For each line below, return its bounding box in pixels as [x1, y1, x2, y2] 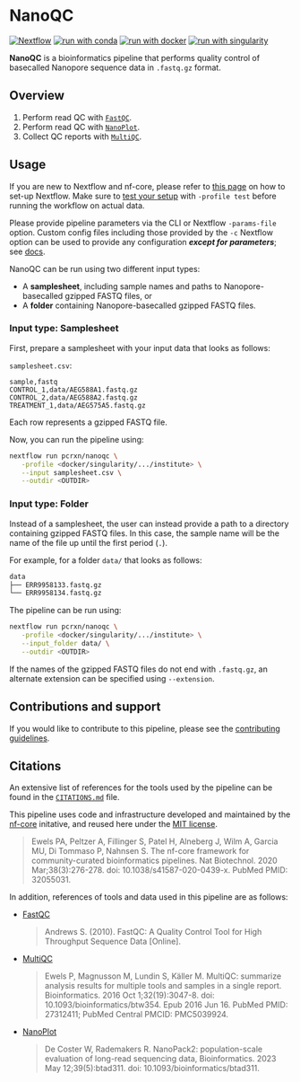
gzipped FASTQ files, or [64, 290, 152, 301]
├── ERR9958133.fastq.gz [9, 580, 102, 589]
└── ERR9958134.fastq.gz [9, 589, 102, 598]
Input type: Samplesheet [9, 322, 119, 335]
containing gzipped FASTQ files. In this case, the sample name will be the [9, 527, 280, 539]
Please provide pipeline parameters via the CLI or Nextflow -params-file [9, 217, 277, 228]
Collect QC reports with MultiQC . [21, 131, 141, 142]
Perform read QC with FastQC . [21, 111, 133, 122]
